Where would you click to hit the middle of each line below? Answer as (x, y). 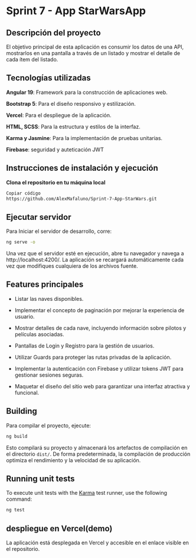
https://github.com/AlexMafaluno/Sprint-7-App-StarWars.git (82, 199)
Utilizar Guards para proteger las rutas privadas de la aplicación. (93, 357)
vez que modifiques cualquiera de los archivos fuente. (72, 266)
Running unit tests (40, 478)
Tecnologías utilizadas (48, 78)
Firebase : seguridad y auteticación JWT (55, 150)
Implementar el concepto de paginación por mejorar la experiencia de (99, 310)
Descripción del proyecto (54, 33)
